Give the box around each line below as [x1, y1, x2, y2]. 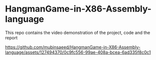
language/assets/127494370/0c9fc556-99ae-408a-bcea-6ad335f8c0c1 [5, 49, 151, 55]
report [5, 35, 18, 41]
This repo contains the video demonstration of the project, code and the [5, 30, 151, 35]
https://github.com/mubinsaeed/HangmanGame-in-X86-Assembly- [5, 44, 141, 50]
